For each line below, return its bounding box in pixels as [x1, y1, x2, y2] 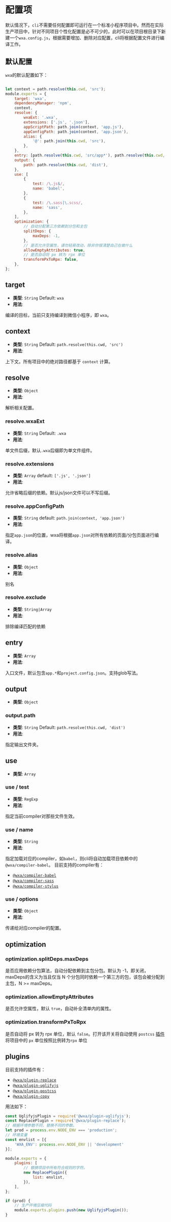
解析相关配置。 [5, 405, 37, 411]
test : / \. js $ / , [32, 181, 65, 186]
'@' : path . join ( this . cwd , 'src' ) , [32, 139, 106, 144]
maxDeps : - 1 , [32, 233, 60, 238]
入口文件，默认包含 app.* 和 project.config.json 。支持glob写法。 [5, 670, 141, 676]
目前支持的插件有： [5, 1066, 46, 1072]
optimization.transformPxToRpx [5, 1019, 87, 1026]
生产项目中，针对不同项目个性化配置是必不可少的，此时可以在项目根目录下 [5, 28, 161, 34]
